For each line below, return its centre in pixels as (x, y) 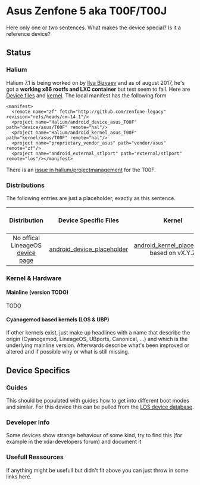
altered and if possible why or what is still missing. (68, 352)
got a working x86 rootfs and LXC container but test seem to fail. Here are (98, 89)
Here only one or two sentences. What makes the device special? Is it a (94, 27)
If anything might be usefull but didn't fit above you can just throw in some (97, 470)
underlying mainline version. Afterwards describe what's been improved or (98, 345)
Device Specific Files (89, 220)
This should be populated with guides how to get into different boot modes (98, 400)
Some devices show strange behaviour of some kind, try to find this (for (94, 435)
